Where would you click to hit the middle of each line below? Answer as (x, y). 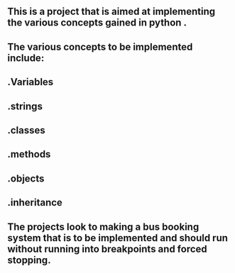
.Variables (31, 82)
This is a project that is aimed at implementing (111, 12)
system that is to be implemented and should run (118, 238)
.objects (26, 178)
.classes (27, 130)
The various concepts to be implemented (100, 46)
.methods (29, 154)
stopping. (29, 260)
